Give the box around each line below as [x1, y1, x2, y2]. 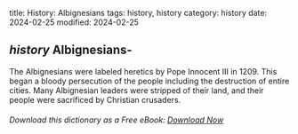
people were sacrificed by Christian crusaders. [9, 94, 181, 105]
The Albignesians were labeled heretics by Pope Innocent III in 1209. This [9, 66, 278, 76]
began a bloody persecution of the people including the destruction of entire [9, 75, 290, 86]
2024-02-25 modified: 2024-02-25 [9, 17, 140, 28]
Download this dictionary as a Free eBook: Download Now [9, 114, 224, 125]
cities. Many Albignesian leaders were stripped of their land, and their [9, 84, 264, 96]
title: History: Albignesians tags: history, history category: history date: [9, 8, 268, 18]
